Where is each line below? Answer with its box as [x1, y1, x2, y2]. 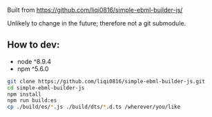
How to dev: [7, 39, 60, 51]
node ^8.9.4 [17, 57, 52, 65]
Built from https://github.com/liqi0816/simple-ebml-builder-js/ [7, 6, 183, 14]
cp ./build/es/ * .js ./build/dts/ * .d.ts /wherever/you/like [7, 103, 181, 111]
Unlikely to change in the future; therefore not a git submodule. [7, 19, 186, 27]
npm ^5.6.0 [17, 65, 49, 73]
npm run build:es [7, 97, 57, 104]
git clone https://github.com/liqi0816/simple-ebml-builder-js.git [7, 78, 206, 85]
